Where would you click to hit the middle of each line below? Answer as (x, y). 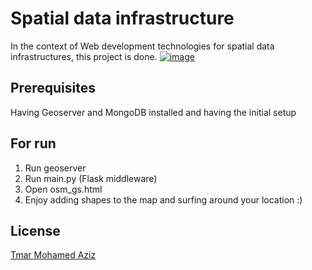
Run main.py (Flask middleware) (91, 178)
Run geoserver (55, 168)
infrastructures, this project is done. (84, 56)
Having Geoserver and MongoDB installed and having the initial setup (153, 112)
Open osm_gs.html (63, 189)
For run (33, 143)
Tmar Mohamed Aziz (53, 255)
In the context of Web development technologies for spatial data (142, 46)
